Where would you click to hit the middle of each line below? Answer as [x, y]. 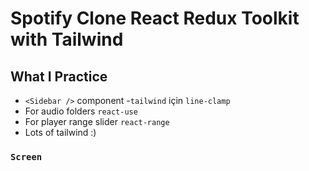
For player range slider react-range [97, 121]
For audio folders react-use [81, 111]
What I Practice [59, 76]
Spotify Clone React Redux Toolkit [155, 18]
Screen [26, 156]
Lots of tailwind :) [60, 132]
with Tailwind [67, 39]
